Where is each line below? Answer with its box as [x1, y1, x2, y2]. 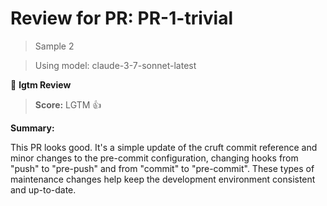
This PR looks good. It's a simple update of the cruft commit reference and [10, 141, 318, 153]
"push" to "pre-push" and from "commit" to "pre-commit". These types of [10, 162, 315, 174]
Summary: [10, 122, 55, 134]
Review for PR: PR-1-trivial [10, 7, 233, 30]
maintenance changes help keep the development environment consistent [10, 173, 316, 185]
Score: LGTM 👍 [34, 98, 102, 111]
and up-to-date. [10, 183, 77, 196]
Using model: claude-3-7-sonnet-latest [34, 59, 197, 71]
